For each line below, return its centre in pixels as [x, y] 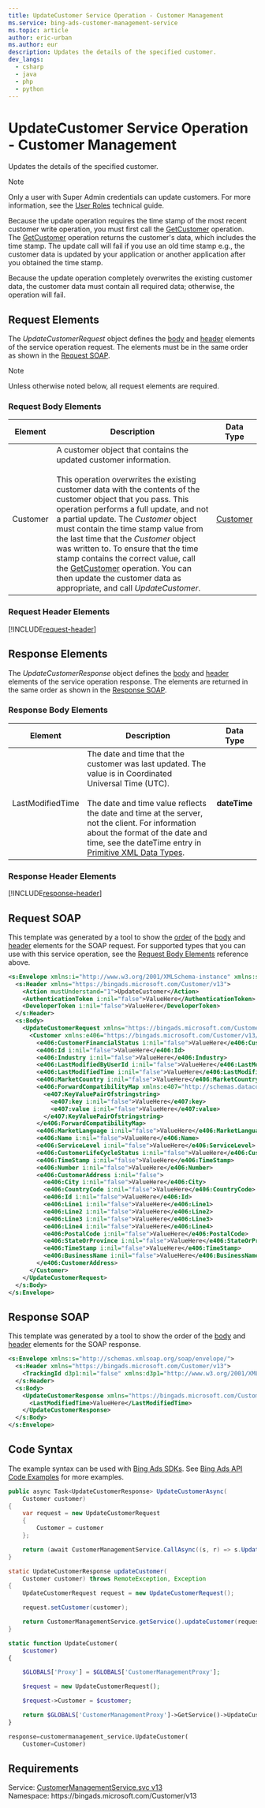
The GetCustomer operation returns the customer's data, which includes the [132, 238]
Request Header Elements [59, 612]
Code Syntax [41, 1450]
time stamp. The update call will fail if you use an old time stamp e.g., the [127, 246]
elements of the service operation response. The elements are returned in [128, 681]
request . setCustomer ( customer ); [75, 1607]
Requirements [43, 1768]
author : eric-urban [40, 38]
